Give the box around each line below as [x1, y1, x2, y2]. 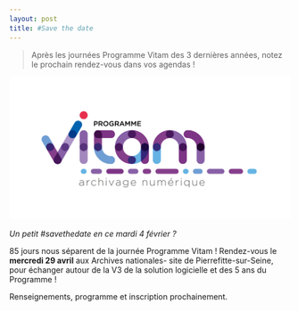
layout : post [9, 14, 58, 23]
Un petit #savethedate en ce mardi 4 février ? [9, 228, 177, 239]
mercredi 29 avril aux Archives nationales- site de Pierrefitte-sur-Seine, [9, 255, 274, 266]
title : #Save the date [9, 23, 94, 33]
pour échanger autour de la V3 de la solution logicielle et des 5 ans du [9, 264, 267, 275]
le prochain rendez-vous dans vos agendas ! [30, 59, 195, 70]
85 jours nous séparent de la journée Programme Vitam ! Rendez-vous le [9, 245, 277, 256]
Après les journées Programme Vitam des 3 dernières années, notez [30, 49, 283, 60]
